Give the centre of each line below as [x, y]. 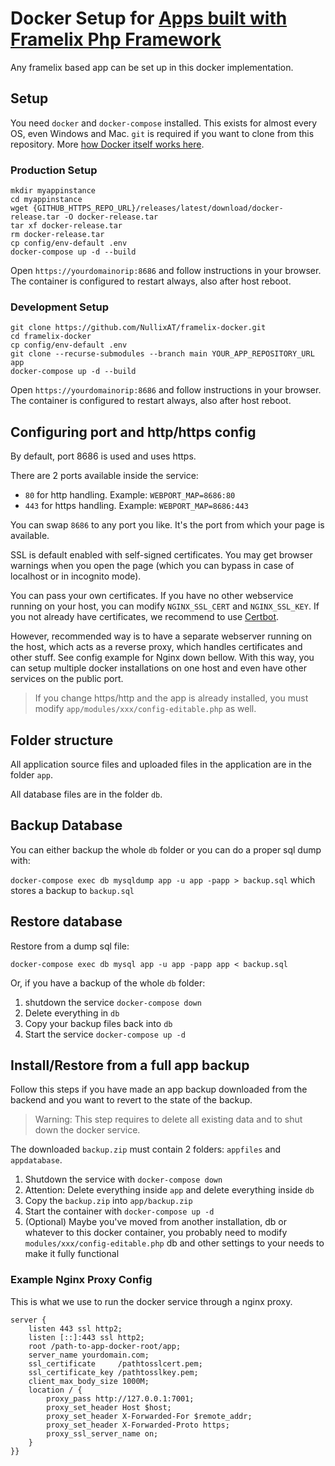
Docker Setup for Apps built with [149, 18]
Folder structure [62, 740]
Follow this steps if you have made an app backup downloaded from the [159, 1089]
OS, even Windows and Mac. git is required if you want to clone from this [162, 133]
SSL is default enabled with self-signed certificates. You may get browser [161, 555]
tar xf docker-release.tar [66, 226]
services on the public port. [67, 679]
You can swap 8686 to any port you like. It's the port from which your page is [167, 525]
